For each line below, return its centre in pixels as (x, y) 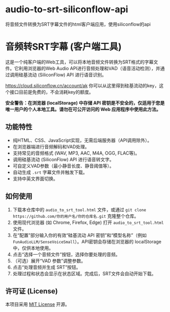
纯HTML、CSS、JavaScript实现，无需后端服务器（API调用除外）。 (82, 140)
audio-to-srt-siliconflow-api (67, 9)
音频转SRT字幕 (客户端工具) (63, 47)
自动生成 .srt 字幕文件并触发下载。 (50, 172)
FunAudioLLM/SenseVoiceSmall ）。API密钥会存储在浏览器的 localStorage (87, 241)
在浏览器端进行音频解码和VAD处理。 (51, 146)
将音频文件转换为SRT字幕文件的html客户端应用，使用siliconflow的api (78, 24)
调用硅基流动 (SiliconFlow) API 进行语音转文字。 (63, 159)
